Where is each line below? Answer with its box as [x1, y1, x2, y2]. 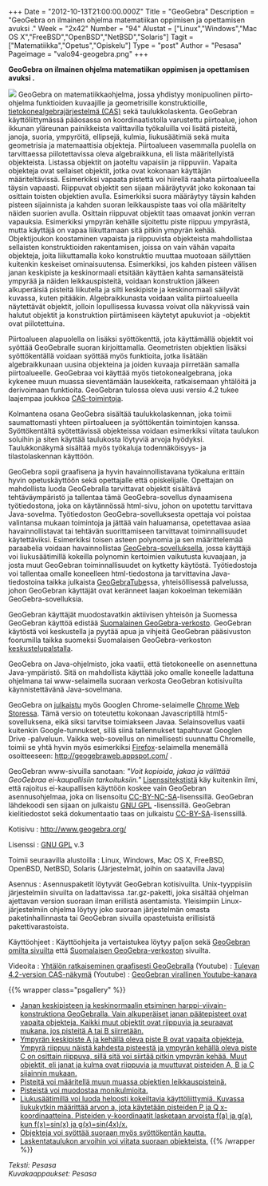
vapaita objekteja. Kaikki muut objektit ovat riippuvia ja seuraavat [19, 1017, 234, 1027]
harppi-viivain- [178, 1001, 227, 1009]
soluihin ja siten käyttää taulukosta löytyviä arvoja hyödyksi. [8, 434, 205, 444]
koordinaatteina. [19, 1111, 73, 1121]
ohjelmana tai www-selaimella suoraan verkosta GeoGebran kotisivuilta [8, 676, 243, 685]
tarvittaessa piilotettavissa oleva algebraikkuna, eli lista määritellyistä [8, 149, 235, 158]
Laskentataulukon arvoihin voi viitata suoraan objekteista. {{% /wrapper [19, 1136, 255, 1145]
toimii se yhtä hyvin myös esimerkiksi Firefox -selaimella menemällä [8, 743, 229, 752]
